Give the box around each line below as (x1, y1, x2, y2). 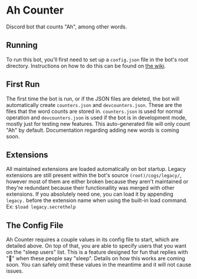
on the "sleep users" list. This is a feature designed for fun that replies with (6, 249, 188, 256)
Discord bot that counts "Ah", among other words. (6, 23, 127, 30)
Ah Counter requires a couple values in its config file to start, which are (6, 236, 179, 243)
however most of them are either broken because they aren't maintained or (6, 178, 189, 185)
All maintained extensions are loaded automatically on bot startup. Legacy (6, 166, 186, 173)
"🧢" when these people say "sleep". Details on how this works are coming (6, 255, 186, 262)
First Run (6, 79, 40, 89)
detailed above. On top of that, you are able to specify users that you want (6, 242, 187, 249)
